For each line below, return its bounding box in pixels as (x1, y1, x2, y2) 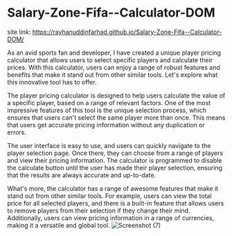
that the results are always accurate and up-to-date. (7, 171, 157, 179)
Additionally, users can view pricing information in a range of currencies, (7, 213, 215, 222)
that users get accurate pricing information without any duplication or (7, 120, 206, 129)
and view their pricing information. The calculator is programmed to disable (7, 156, 222, 164)
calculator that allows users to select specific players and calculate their (7, 55, 213, 64)
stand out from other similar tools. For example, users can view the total (7, 192, 213, 200)
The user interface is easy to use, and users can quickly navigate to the (7, 141, 211, 149)
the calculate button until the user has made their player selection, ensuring (7, 163, 223, 172)
